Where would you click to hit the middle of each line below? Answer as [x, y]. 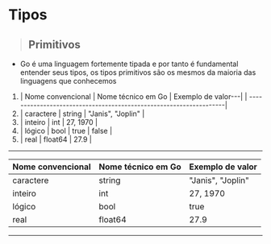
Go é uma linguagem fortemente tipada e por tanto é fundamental [129, 64]
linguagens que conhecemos [68, 81]
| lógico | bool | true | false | [66, 131]
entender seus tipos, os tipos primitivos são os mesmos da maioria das [138, 72]
